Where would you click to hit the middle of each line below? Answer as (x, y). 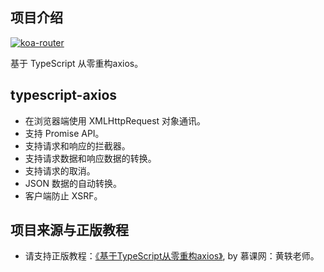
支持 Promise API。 (64, 133)
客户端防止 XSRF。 (63, 195)
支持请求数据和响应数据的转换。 (90, 158)
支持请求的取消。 (60, 170)
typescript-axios (64, 95)
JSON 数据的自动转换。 (73, 183)
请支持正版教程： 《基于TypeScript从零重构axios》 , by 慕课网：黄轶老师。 (172, 256)
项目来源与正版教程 (69, 230)
